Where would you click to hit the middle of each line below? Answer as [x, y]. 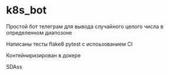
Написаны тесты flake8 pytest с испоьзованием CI [69, 44]
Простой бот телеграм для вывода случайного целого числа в [85, 26]
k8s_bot [26, 10]
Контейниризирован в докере [44, 55]
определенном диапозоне [39, 32]
